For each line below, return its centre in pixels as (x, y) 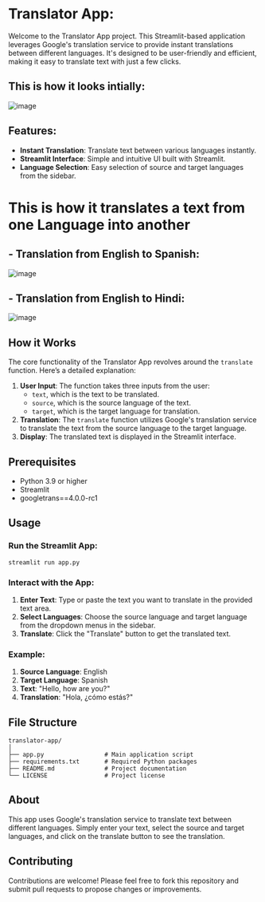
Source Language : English (63, 672)
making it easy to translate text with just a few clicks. (95, 61)
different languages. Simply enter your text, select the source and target (127, 828)
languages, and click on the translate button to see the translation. (117, 836)
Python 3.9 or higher (53, 481)
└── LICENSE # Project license (87, 776)
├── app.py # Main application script (101, 755)
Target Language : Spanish (64, 680)
